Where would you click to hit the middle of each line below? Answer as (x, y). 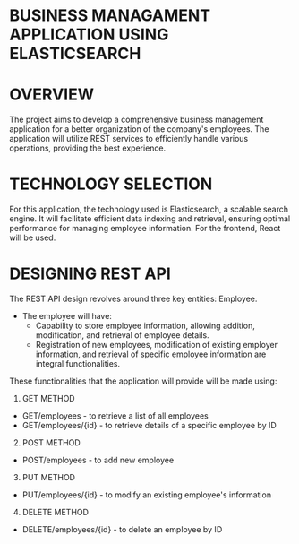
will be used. (33, 237)
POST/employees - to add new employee (98, 460)
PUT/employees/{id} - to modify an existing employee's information (146, 495)
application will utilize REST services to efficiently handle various (129, 139)
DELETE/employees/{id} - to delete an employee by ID (122, 529)
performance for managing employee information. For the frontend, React (145, 229)
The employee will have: (67, 316)
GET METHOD (48, 398)
